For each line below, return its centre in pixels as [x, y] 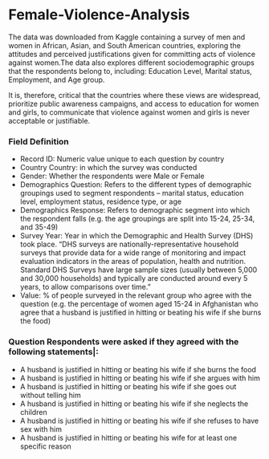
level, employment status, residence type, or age [101, 201]
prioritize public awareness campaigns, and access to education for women [134, 104]
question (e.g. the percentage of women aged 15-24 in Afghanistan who [139, 304]
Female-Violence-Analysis [99, 15]
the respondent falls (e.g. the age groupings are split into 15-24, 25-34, [137, 219]
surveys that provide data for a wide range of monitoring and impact [133, 253]
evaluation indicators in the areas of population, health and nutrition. [133, 262]
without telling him [51, 395]
